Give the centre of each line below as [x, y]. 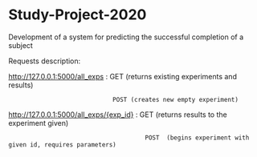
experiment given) [39, 123]
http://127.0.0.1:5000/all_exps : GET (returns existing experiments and [122, 76]
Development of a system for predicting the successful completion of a [126, 37]
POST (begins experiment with [197, 138]
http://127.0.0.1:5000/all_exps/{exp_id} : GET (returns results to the [118, 115]
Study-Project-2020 [78, 15]
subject [21, 45]
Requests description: [45, 61]
